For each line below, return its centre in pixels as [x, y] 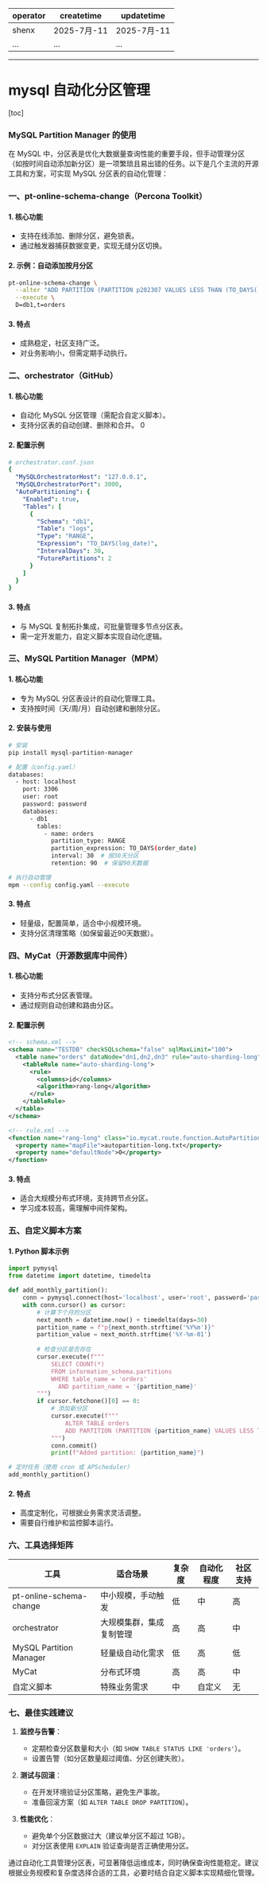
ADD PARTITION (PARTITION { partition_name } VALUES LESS [159, 1431]
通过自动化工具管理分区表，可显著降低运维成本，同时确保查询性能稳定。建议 [133, 1862]
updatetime [143, 16]
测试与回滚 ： [41, 1775]
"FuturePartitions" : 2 [74, 558]
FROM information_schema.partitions [111, 1371]
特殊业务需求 [124, 1687]
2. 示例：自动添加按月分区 [51, 265]
